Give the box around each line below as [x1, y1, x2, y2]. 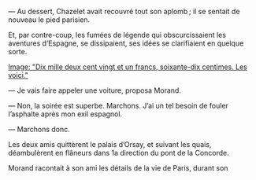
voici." [8, 71, 29, 79]
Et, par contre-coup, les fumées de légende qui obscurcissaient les [8, 31, 227, 39]
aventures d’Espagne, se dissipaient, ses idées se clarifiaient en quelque [8, 39, 244, 48]
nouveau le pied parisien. [8, 15, 91, 24]
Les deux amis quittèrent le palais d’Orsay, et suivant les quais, [8, 140, 212, 149]
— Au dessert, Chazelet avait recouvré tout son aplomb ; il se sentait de [8, 7, 240, 16]
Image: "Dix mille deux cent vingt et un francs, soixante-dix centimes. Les [8, 62, 248, 72]
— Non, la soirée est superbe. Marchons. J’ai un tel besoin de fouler [8, 101, 228, 110]
